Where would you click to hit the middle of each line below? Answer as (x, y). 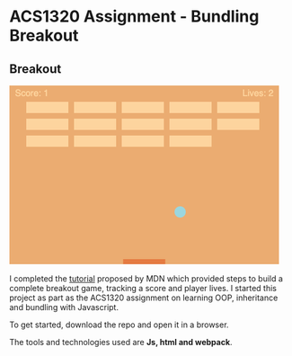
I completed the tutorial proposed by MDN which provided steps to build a (146, 279)
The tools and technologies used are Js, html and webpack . (121, 342)
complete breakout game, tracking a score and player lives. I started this (143, 288)
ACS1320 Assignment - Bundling (134, 17)
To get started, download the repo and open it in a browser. (119, 325)
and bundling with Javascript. (64, 307)
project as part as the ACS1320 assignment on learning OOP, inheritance (144, 298)
